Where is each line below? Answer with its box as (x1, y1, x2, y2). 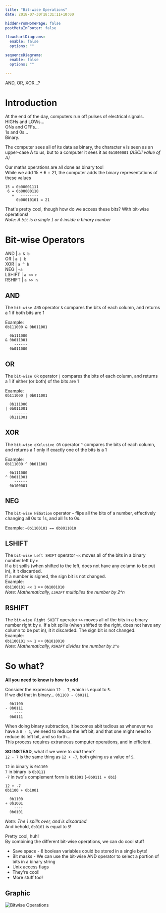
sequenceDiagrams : (5, 53, 43, 58)
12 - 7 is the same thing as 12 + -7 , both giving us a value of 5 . (5, 754, 135, 760)
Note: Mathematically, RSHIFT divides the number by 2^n (5, 643, 120, 649)
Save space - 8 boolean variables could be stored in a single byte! (12, 848, 148, 854)
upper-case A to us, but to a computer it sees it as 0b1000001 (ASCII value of (5, 149, 161, 155)
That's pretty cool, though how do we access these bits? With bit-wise (5, 206, 150, 212)
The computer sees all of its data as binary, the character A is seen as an (5, 144, 154, 150)
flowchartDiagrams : (5, 34, 46, 40)
